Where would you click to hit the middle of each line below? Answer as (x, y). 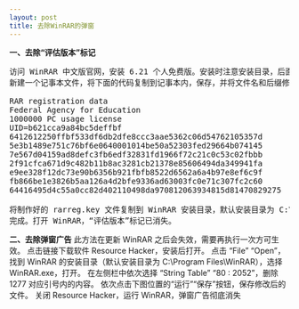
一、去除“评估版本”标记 (53, 52)
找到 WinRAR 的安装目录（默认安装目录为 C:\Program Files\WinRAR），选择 (146, 261)
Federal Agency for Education (75, 110)
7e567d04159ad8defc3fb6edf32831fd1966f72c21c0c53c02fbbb (136, 154)
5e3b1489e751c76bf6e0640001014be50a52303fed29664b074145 (136, 145)
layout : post (33, 17)
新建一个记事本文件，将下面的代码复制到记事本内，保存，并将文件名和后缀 (145, 82)
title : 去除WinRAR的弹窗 (52, 26)
